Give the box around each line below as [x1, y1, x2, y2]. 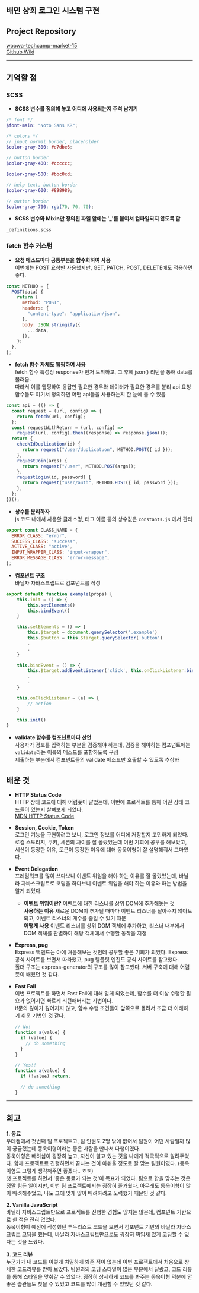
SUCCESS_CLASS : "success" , [11, 538, 78, 544]
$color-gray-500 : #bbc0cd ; [6, 171, 73, 177]
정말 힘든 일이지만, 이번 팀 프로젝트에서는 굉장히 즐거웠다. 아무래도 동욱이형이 [6, 1182, 185, 1189]
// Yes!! [14, 1062, 37, 1068]
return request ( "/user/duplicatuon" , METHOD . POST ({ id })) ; [21, 447, 174, 453]
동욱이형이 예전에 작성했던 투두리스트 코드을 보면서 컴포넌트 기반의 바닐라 [6, 1223, 176, 1230]
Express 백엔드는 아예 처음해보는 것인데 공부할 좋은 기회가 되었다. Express [14, 948, 188, 955]
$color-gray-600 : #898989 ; [6, 187, 73, 193]
